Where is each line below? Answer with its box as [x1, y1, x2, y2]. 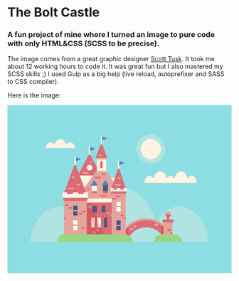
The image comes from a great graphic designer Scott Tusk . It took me [7, 55, 215, 63]
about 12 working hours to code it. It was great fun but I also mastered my [7, 62, 223, 71]
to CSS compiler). [7, 78, 59, 86]
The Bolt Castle [7, 4, 100, 21]
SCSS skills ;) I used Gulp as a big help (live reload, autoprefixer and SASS [7, 70, 225, 78]
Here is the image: [7, 91, 61, 100]
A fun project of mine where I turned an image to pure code [7, 30, 216, 40]
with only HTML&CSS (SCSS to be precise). [7, 38, 160, 48]
